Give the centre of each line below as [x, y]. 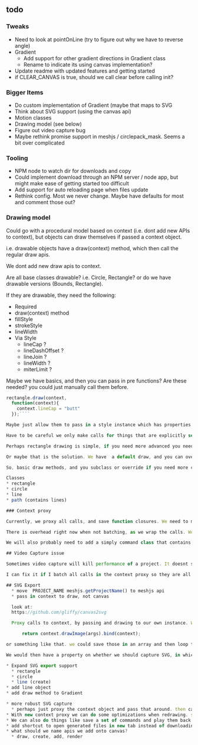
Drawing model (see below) [48, 124]
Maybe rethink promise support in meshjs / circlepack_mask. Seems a [100, 136]
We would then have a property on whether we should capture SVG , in [93, 655]
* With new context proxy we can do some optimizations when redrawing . [97, 715]
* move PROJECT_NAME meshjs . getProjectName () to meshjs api [88, 591]
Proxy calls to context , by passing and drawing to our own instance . [100, 623]
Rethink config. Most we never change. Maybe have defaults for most [99, 196]
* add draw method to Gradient [44, 693]
